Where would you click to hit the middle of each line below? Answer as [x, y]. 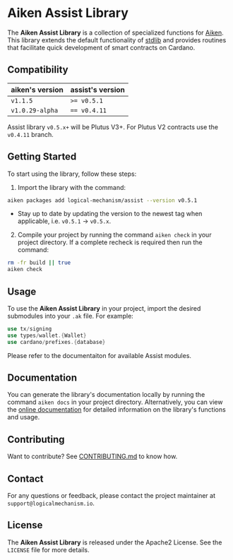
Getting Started [42, 157]
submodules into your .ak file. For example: [71, 316]
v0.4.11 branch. [31, 134]
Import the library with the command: [71, 187]
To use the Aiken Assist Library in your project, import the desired [104, 308]
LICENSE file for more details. [48, 549]
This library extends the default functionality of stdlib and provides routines [117, 40]
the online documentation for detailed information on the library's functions [116, 410]
